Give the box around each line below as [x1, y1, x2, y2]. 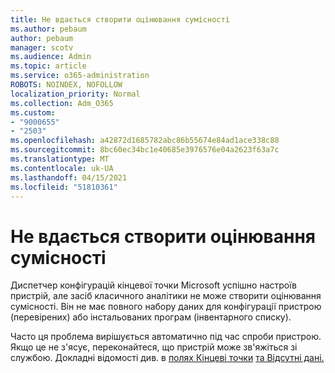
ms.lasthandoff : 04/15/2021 [10, 172, 128, 183]
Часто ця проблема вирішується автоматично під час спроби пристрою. [10, 331, 322, 343]
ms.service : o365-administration [10, 71, 150, 81]
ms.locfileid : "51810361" [10, 182, 118, 192]
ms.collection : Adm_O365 [10, 98, 114, 108]
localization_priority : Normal [10, 89, 141, 99]
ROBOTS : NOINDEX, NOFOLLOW [10, 80, 123, 90]
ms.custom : [10, 107, 56, 118]
